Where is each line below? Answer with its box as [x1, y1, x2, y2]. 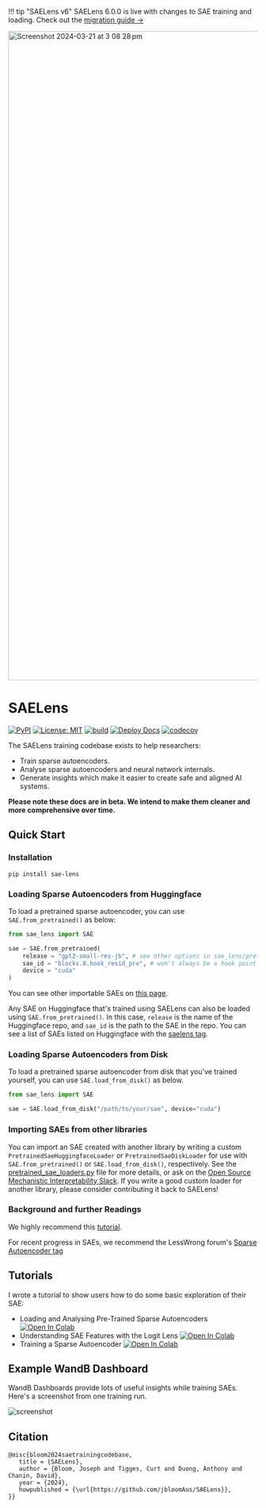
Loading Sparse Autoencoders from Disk [8, 1049, 169, 1060]
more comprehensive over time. [8, 805, 116, 815]
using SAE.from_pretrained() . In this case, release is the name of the [8, 1012, 234, 1022]
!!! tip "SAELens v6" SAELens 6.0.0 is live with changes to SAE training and [8, 7, 252, 16]
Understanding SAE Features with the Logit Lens [19, 1330, 178, 1340]
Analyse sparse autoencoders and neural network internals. [19, 764, 215, 773]
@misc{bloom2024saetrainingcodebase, [8, 1451, 133, 1460]
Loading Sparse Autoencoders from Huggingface [8, 889, 202, 900]
